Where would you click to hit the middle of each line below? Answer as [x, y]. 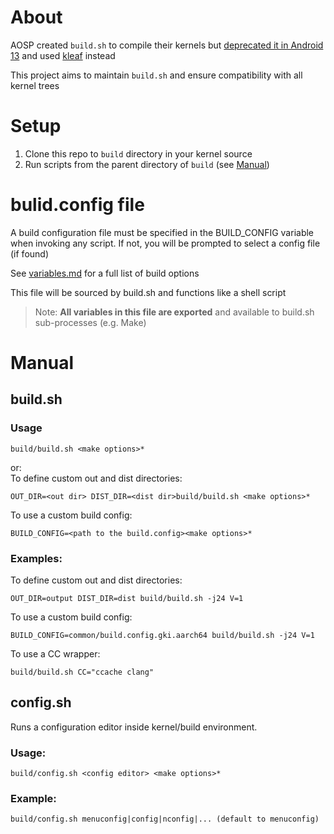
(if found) [30, 253]
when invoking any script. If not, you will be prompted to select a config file [165, 243]
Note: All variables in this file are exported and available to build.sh [174, 312]
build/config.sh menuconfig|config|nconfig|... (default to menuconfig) [165, 819]
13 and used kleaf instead [63, 55]
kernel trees [35, 85]
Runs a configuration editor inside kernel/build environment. [134, 727]
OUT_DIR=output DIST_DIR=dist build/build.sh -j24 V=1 [127, 598]
